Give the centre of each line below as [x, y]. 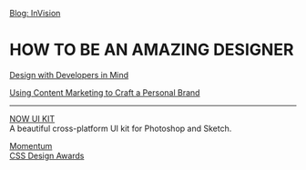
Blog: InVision [35, 13]
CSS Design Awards [47, 155]
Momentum [31, 145]
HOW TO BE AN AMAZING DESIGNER [152, 50]
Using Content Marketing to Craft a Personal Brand [105, 92]
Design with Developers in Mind [69, 75]
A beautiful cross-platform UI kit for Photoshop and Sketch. [121, 128]
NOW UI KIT [32, 118]
